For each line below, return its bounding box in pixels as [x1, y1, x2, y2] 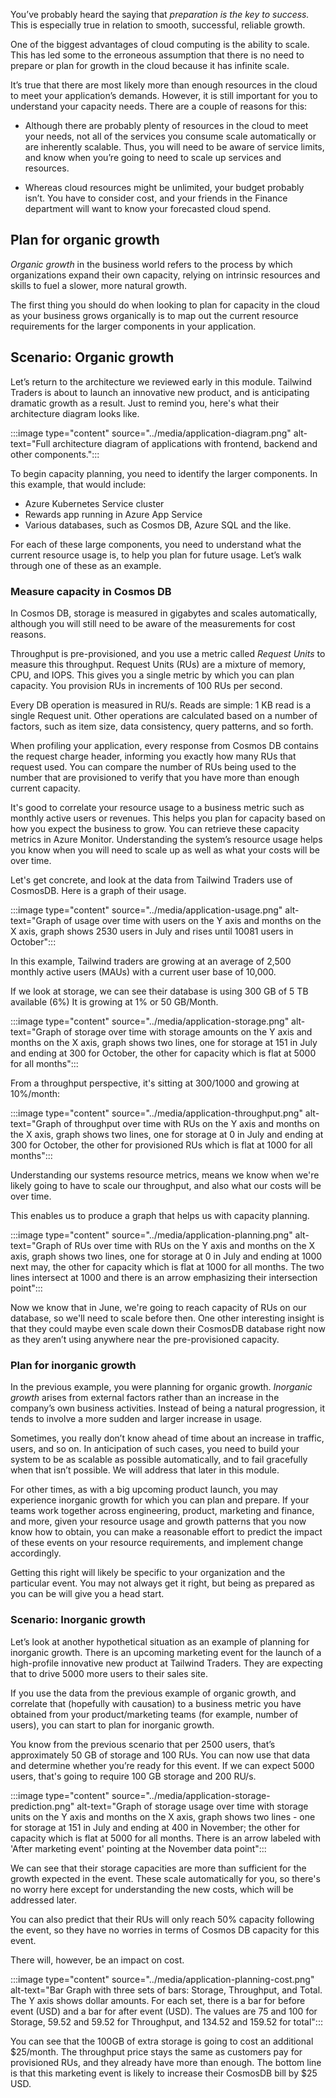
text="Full [10, 437, 51, 449]
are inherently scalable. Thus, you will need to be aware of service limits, [24, 141, 325, 153]
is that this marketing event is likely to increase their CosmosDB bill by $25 [10, 2067, 318, 2079]
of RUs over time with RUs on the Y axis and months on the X [63, 1239, 316, 1251]
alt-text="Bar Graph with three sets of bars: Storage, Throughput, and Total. [10, 1984, 323, 1996]
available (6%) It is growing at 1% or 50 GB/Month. [10, 995, 219, 1008]
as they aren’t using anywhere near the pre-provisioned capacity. [10, 1333, 280, 1345]
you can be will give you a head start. [10, 1588, 165, 1600]
